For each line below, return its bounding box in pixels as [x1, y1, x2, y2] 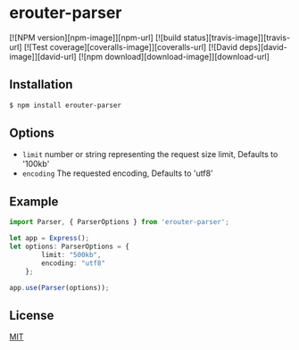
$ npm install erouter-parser [9, 101, 122, 110]
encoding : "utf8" [41, 258, 105, 268]
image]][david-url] [9, 51, 78, 62]
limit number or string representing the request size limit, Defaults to [21, 149, 278, 160]
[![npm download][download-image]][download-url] [78, 51, 270, 62]
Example [9, 194, 59, 209]
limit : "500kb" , [41, 250, 102, 259]
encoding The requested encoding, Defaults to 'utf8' [21, 168, 214, 179]
